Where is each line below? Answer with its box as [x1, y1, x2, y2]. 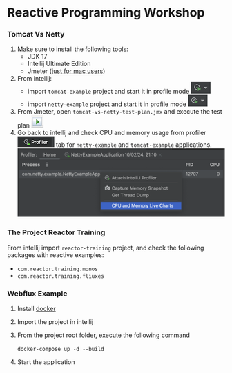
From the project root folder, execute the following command [17, 331, 190, 339]
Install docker [17, 305, 57, 313]
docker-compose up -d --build [17, 346, 105, 353]
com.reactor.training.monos [17, 265, 98, 272]
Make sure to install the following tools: [17, 45, 129, 53]
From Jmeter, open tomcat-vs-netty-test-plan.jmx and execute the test [17, 108, 222, 116]
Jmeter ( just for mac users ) [27, 67, 106, 75]
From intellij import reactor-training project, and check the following [7, 243, 204, 252]
